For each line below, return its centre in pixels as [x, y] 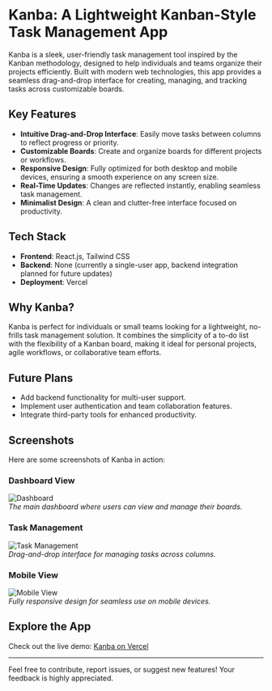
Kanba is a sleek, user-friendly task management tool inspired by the [123, 54]
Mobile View [34, 574]
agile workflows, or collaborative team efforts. [85, 353]
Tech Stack [37, 237]
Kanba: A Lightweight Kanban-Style [132, 15]
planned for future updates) [66, 273]
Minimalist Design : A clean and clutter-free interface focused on [128, 202]
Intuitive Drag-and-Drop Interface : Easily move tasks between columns [140, 134]
